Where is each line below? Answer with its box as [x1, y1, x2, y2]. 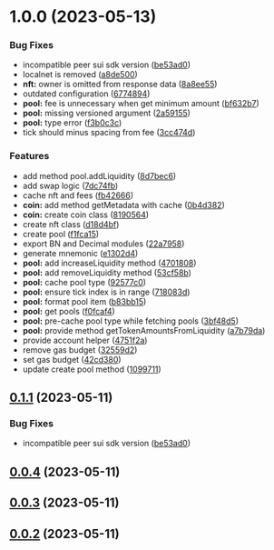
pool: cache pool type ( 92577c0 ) [22, 276, 147, 287]
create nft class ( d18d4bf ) [22, 218, 120, 229]
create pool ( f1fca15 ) [22, 228, 100, 239]
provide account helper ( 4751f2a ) [22, 335, 148, 345]
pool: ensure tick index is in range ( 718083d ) [22, 286, 191, 297]
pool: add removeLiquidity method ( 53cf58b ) [22, 266, 192, 278]
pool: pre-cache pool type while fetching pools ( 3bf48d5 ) [22, 315, 239, 326]
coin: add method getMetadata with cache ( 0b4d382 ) [22, 199, 225, 210]
